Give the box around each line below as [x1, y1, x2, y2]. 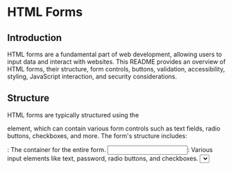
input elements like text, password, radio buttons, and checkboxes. [7, 154, 199, 162]
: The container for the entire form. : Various [7, 145, 213, 153]
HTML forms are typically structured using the [7, 110, 139, 119]
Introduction [7, 32, 62, 44]
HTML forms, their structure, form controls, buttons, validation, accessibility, [7, 65, 225, 73]
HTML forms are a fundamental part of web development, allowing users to [7, 50, 223, 58]
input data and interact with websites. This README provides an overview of [7, 58, 226, 66]
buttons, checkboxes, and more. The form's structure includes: [7, 131, 187, 139]
